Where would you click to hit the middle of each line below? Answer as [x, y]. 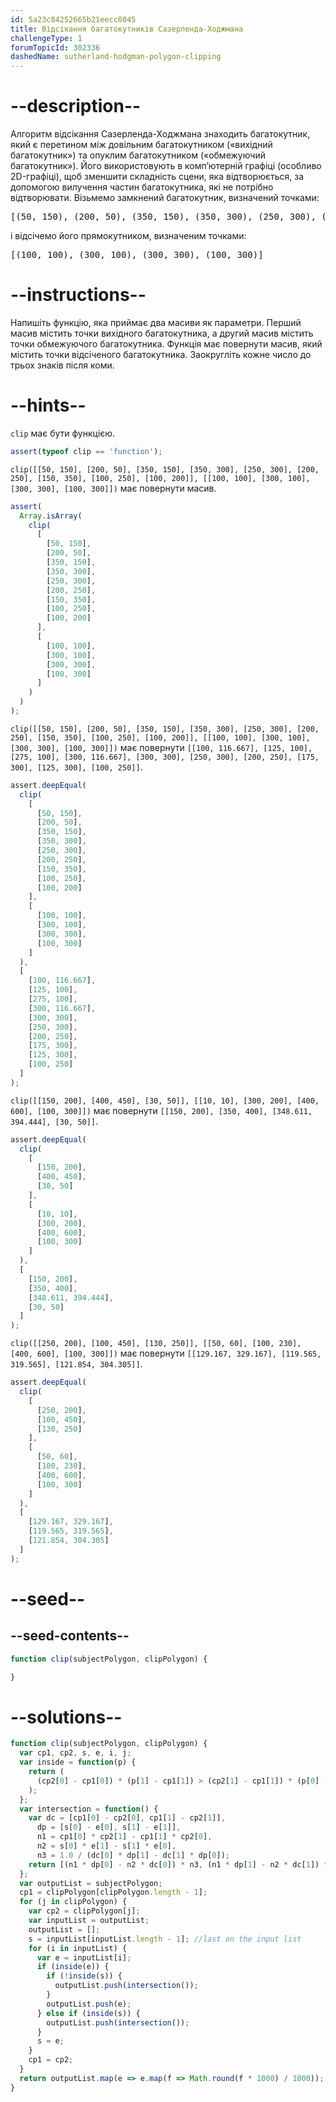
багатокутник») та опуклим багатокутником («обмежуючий [138, 155]
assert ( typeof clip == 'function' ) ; [86, 451]
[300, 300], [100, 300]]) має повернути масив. [113, 488]
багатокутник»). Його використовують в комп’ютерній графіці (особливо [166, 166]
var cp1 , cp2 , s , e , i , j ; [75, 1753]
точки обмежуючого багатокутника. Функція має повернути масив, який [166, 344]
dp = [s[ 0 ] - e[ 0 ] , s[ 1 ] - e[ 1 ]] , [109, 1827]
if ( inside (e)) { [73, 1967]
